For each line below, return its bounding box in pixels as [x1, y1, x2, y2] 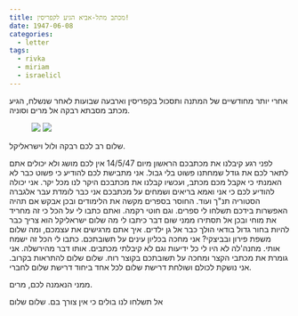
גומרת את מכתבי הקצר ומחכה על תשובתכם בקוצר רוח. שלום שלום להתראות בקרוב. [9, 252, 289, 263]
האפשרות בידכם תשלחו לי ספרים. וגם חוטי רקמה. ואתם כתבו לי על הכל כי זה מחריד [9, 205, 288, 215]
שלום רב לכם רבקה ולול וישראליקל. [9, 140, 126, 151]
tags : [9, 46, 29, 55]
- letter [17, 37, 50, 47]
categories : [9, 29, 53, 38]
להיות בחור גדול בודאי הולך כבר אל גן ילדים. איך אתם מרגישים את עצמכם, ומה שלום [9, 223, 290, 234]
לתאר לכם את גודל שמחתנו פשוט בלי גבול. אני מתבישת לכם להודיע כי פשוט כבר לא [9, 166, 289, 178]
